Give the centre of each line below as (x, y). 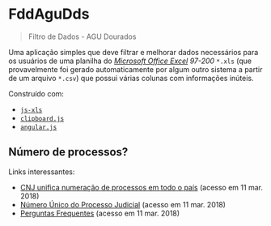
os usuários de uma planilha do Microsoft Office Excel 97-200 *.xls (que (130, 61)
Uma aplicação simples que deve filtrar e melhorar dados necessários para (133, 52)
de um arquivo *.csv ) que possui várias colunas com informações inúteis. (131, 78)
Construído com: (36, 93)
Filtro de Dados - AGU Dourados (82, 36)
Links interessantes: (42, 172)
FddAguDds (49, 14)
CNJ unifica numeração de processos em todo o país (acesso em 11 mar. (141, 187)
